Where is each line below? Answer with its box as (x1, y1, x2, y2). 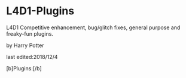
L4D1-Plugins (6, 4, 75, 18)
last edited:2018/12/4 (6, 53, 58, 60)
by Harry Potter (6, 42, 44, 49)
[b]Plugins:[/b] (6, 64, 42, 72)
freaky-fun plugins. (6, 30, 54, 37)
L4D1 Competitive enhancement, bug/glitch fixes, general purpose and (6, 24, 181, 31)
